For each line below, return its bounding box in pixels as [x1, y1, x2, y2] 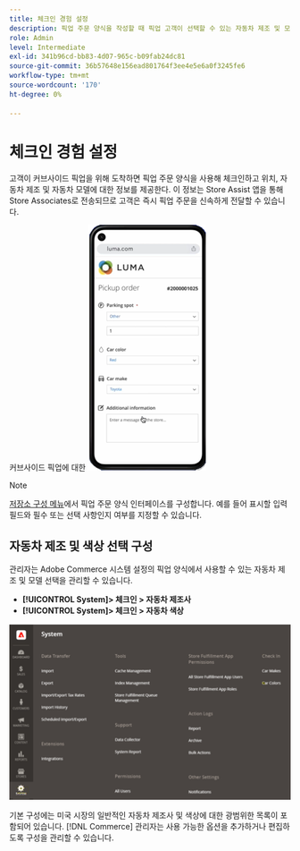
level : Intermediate [9, 43, 87, 52]
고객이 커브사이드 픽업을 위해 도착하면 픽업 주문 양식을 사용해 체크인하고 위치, [9, 173, 279, 183]
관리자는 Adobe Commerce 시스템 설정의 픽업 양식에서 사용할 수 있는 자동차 [9, 564, 277, 574]
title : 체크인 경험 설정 [9, 14, 89, 23]
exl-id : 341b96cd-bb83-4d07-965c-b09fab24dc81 [9, 52, 186, 62]
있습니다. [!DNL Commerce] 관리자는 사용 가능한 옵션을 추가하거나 [32, 821, 266, 832]
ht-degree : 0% [9, 89, 62, 98]
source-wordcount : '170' [9, 81, 102, 89]
